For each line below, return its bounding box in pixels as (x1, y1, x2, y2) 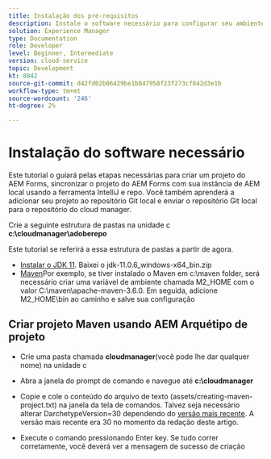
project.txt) (19, 400, 58, 410)
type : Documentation (8, 34, 78, 43)
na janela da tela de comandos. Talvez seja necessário (59, 400, 240, 410)
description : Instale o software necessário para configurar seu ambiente (8, 19, 265, 27)
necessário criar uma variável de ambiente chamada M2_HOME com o (19, 277, 255, 287)
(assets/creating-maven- (169, 391, 253, 401)
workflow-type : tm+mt (8, 86, 81, 95)
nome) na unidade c (19, 360, 87, 369)
